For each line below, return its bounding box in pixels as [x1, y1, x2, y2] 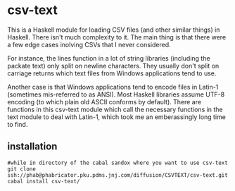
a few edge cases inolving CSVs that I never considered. [7, 40, 171, 49]
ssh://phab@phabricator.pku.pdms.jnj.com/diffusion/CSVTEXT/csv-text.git [7, 171, 229, 178]
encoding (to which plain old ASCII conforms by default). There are [7, 97, 202, 106]
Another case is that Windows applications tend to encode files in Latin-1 [7, 82, 219, 91]
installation [7, 140, 58, 153]
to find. [7, 120, 28, 128]
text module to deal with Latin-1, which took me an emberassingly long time [7, 112, 227, 121]
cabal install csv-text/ [7, 178, 80, 185]
